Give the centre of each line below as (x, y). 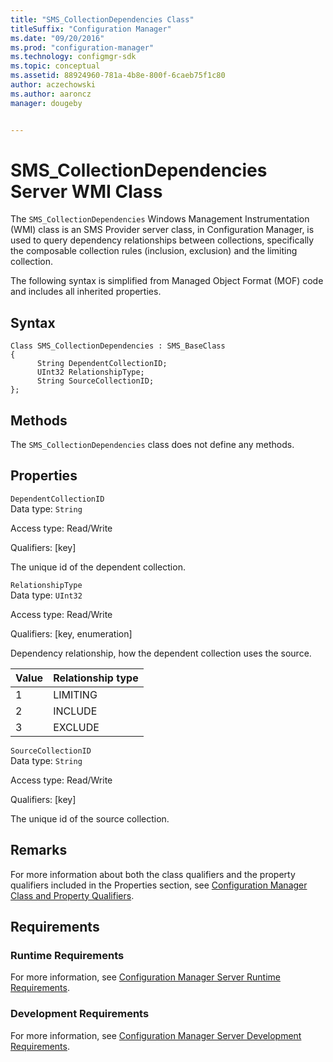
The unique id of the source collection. (90, 818)
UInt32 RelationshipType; (90, 372)
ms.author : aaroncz (51, 94)
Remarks (39, 850)
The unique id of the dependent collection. (98, 567)
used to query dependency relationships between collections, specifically (162, 240)
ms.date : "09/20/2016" (57, 38)
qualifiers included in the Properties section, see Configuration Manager (159, 885)
